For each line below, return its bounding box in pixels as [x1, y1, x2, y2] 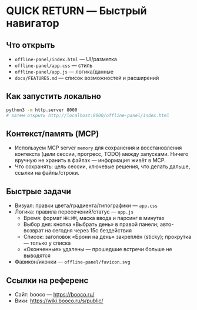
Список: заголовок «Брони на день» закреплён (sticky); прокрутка [23, 234, 192, 241]
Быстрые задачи [6, 186, 72, 196]
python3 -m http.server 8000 [6, 107, 78, 113]
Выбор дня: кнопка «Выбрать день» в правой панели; [23, 221, 159, 228]
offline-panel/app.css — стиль [14, 62, 93, 69]
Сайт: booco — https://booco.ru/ [14, 291, 95, 298]
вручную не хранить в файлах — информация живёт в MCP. [14, 157, 166, 164]
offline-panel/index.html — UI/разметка [14, 56, 118, 62]
